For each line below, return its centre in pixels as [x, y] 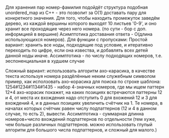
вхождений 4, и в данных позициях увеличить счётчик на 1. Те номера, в [84, 103]
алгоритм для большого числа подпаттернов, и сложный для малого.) [81, 130]
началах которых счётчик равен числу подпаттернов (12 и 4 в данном [81, 108]
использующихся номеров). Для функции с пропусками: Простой [76, 39]
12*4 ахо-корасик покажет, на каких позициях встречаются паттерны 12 [84, 92]
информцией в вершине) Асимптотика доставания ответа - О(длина [79, 34]
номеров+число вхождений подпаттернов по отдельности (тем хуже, [81, 119]
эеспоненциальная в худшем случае [45, 61]
